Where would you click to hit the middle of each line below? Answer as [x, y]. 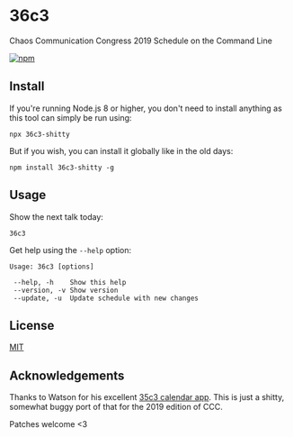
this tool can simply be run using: [71, 117]
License [32, 325]
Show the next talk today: [56, 216]
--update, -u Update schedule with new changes [106, 298]
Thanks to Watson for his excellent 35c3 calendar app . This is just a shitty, [147, 397]
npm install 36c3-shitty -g [62, 168]
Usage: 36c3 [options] [52, 267]
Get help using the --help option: [71, 250]
